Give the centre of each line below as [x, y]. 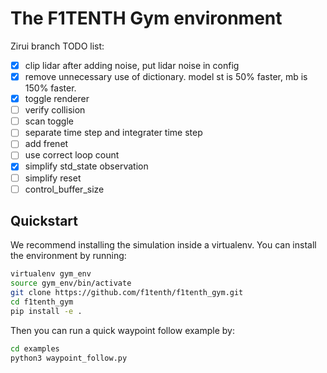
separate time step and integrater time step [113, 133]
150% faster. [50, 88]
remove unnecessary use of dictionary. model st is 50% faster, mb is [166, 76]
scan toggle [49, 121]
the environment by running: [68, 256]
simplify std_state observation [86, 166]
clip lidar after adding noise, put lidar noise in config [132, 65]
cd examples [35, 348]
